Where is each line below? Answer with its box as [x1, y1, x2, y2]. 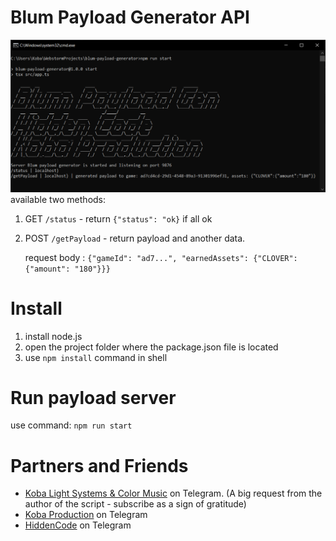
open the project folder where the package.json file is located [24, 341, 279, 353]
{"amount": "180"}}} [24, 264, 111, 274]
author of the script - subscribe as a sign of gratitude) [24, 498, 247, 510]
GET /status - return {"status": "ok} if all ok [24, 212, 213, 225]
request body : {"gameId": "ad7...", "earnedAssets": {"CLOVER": [24, 251, 298, 263]
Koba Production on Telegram [24, 509, 148, 521]
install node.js [24, 330, 83, 342]
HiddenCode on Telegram [24, 519, 132, 531]
